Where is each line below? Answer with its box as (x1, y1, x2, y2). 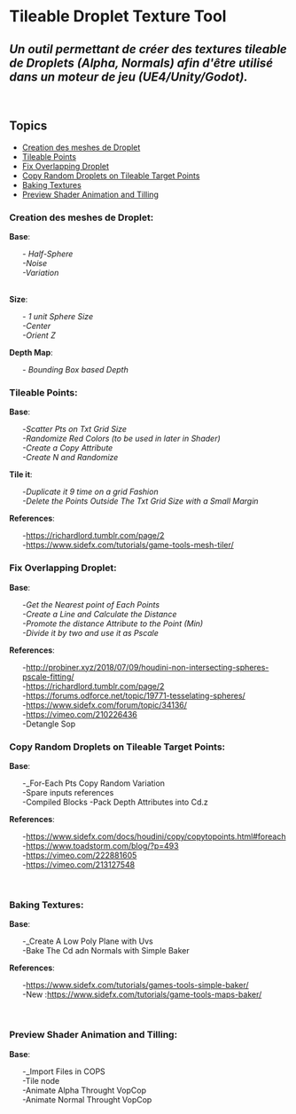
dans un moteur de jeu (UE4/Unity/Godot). (9, 69, 248, 84)
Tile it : (9, 469, 33, 480)
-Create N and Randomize (21, 452, 119, 463)
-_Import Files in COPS (21, 1066, 106, 1077)
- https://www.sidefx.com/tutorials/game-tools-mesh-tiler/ (21, 539, 235, 551)
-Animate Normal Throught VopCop (21, 1094, 152, 1105)
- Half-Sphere (21, 248, 74, 259)
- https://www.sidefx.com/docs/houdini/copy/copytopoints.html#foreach (21, 831, 286, 842)
